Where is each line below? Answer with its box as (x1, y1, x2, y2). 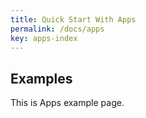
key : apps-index (10, 33, 78, 43)
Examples (10, 70, 73, 87)
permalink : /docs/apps (10, 24, 105, 34)
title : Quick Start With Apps (10, 14, 137, 25)
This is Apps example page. (10, 97, 125, 109)
